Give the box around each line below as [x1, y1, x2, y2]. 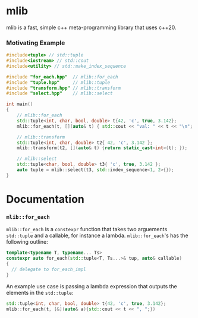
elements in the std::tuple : [6, 289, 74, 296]
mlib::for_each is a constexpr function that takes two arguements [6, 226, 168, 233]
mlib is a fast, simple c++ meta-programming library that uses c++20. [6, 24, 177, 31]
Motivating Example [6, 39, 65, 47]
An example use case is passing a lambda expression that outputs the [6, 282, 177, 289]
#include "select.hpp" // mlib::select [6, 90, 113, 96]
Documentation [6, 193, 85, 206]
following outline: [6, 238, 49, 245]
